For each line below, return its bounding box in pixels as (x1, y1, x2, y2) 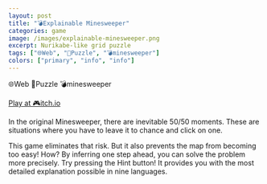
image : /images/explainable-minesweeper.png (8, 34, 160, 43)
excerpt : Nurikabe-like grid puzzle (8, 42, 131, 50)
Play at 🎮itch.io (8, 98, 61, 108)
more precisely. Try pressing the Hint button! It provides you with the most (8, 157, 255, 167)
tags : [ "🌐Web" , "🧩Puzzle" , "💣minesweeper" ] (8, 49, 160, 57)
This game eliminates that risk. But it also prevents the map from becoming (8, 141, 257, 150)
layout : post (8, 11, 52, 20)
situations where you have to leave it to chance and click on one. (8, 125, 223, 135)
